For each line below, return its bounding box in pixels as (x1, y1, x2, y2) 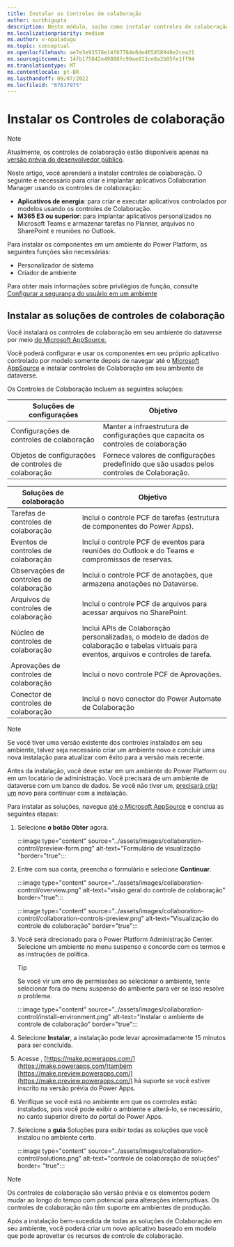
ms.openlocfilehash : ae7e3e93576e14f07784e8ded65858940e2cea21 (7, 49, 195, 56)
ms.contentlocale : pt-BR (7, 68, 79, 75)
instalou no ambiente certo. (17, 1133, 96, 1141)
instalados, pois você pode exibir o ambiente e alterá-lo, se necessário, (17, 1105, 223, 1113)
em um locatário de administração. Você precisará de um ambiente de (7, 774, 209, 782)
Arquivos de (10, 595, 51, 604)
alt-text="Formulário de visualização (96, 844, 201, 852)
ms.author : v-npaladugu (7, 36, 77, 43)
